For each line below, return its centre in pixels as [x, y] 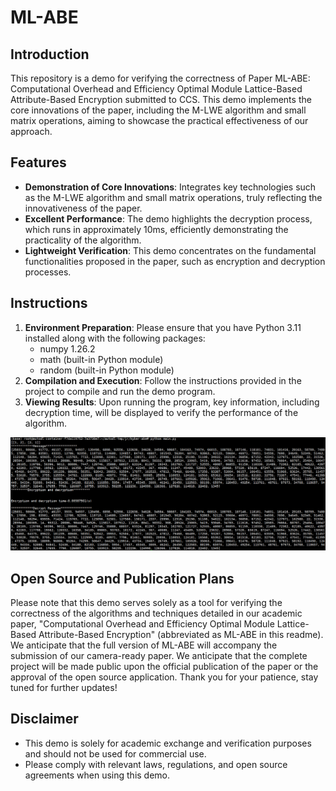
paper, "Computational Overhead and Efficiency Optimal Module [142, 624]
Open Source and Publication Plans [122, 578]
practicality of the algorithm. [83, 240]
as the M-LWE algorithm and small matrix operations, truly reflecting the [173, 197]
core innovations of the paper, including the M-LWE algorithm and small [158, 110]
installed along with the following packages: [115, 338]
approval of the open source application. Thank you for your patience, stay [164, 677]
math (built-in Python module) [101, 359]
